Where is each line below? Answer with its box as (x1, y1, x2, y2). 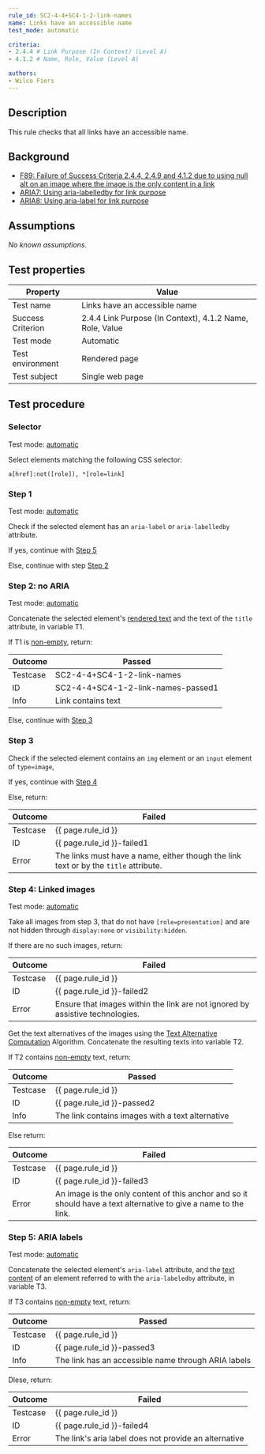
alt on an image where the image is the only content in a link (19, 179, 215, 189)
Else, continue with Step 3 (8, 716, 93, 725)
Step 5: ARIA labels (8, 1231, 84, 1242)
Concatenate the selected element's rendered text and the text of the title (8, 614, 253, 623)
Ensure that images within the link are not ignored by (54, 998, 250, 1009)
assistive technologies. (54, 1008, 140, 1019)
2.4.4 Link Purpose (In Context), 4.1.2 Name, (81, 313, 248, 323)
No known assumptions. (8, 240, 88, 250)
